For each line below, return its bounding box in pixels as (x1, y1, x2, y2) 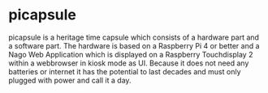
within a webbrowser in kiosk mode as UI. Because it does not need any (8, 58, 249, 68)
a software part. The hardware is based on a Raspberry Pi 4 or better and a (8, 40, 260, 50)
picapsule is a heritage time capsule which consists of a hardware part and (8, 32, 260, 42)
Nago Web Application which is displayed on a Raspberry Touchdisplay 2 (8, 49, 253, 59)
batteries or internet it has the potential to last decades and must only (8, 66, 241, 76)
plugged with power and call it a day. (8, 75, 132, 85)
